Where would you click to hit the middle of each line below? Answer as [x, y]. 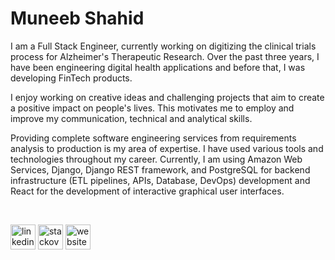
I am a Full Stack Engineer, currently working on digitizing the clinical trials [163, 46]
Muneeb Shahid [77, 18]
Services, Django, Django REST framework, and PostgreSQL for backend [160, 169]
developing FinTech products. [71, 78]
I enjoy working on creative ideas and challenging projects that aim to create [167, 97]
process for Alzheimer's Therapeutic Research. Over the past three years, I [165, 56]
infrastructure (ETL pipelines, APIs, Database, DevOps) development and [160, 180]
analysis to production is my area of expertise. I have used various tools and [167, 148]
